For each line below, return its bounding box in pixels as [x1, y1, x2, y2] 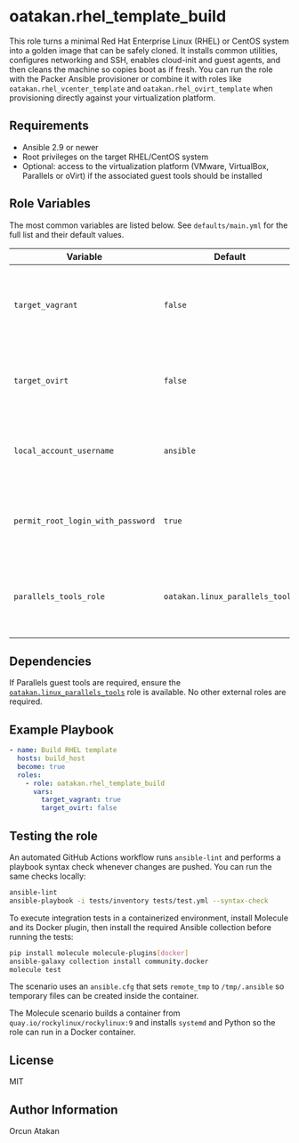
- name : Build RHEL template [9, 746, 117, 755]
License [9, 1052, 54, 1067]
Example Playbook [9, 722, 114, 737]
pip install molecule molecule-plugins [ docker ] [9, 948, 190, 958]
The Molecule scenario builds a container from [9, 1008, 181, 1018]
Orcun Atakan [9, 1126, 60, 1136]
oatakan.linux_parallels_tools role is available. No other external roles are [9, 687, 287, 698]
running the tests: [9, 931, 74, 942]
